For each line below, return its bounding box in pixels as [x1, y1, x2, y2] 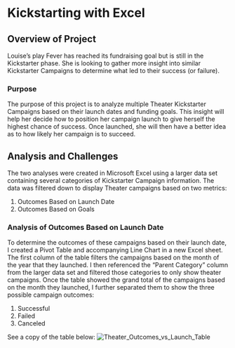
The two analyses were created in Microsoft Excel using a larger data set [7, 169, 217, 177]
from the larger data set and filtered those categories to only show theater [7, 269, 222, 277]
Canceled [17, 319, 46, 328]
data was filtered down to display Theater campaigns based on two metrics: [7, 184, 227, 193]
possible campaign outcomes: [7, 290, 95, 299]
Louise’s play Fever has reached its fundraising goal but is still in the [7, 51, 204, 60]
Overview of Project [7, 33, 97, 45]
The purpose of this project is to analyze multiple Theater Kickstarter [7, 100, 207, 108]
